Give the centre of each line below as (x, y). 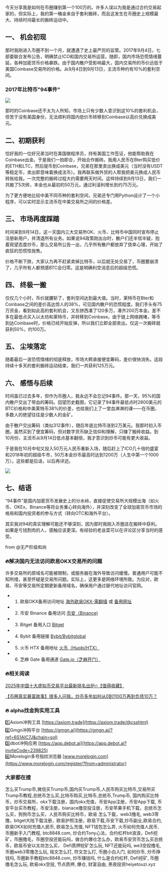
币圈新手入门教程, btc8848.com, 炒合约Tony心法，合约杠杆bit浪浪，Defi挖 (82, 833)
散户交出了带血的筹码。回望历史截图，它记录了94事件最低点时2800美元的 (85, 402)
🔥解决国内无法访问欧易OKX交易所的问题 (54, 561)
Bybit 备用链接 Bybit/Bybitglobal (53, 636)
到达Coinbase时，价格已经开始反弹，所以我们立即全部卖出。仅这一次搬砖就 (83, 323)
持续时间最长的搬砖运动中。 (42, 20)
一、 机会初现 (26, 37)
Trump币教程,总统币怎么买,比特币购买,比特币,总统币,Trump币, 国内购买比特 (82, 795)
